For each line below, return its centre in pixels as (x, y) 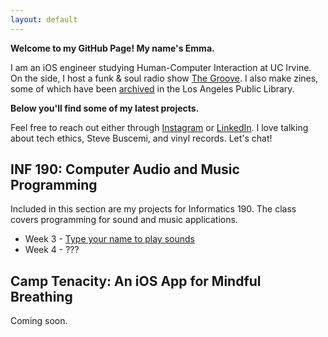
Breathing (41, 296)
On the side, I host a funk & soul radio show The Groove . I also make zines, (164, 78)
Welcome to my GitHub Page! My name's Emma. (112, 48)
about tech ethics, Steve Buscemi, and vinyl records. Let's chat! (141, 138)
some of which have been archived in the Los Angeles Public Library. (152, 88)
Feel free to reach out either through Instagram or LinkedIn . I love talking (159, 127)
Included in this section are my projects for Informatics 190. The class (153, 209)
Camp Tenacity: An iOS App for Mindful (136, 281)
